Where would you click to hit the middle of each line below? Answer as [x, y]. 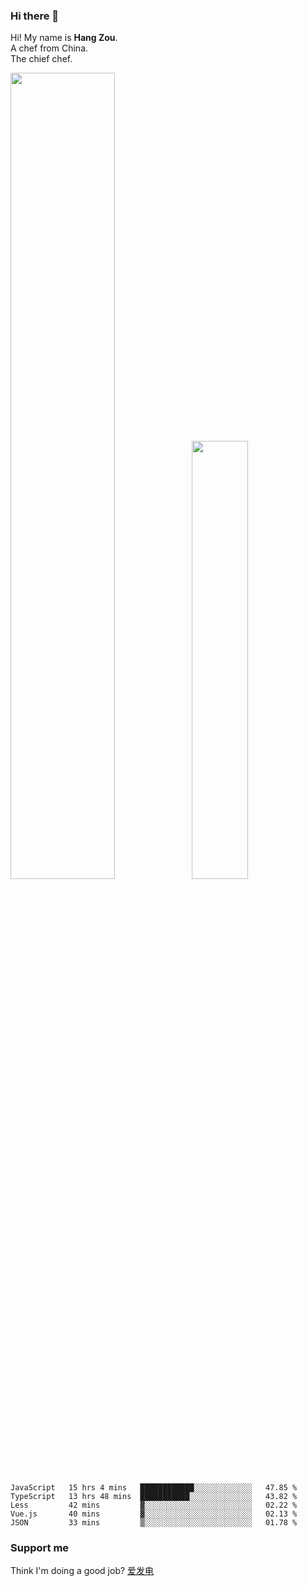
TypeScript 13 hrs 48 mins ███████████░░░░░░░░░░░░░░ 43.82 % [154, 1496]
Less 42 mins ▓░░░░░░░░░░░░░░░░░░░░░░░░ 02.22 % [154, 1505]
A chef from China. [49, 48]
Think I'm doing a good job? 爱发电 [82, 1571]
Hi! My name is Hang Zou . [64, 38]
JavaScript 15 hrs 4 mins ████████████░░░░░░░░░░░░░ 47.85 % [154, 1487]
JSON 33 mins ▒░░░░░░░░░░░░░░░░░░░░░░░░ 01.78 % [154, 1522]
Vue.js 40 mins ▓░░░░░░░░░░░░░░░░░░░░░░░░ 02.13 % [154, 1514]
